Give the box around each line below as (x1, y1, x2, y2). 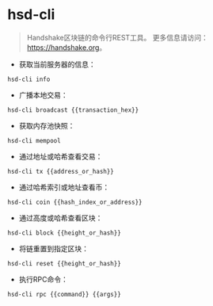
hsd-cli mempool (7, 136, 61, 144)
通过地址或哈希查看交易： (18, 151, 103, 161)
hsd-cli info (7, 75, 51, 83)
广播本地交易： (18, 90, 68, 100)
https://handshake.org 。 (26, 42, 107, 52)
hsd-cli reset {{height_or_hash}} (7, 259, 122, 267)
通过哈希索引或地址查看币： (18, 182, 110, 192)
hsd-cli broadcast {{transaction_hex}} (7, 105, 139, 114)
